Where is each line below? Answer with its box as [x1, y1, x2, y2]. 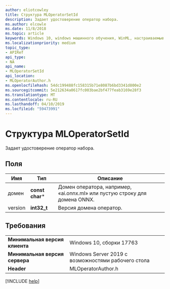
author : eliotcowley [5, 7, 49, 13]
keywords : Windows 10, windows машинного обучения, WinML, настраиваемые [5, 36, 164, 41]
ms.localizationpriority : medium [5, 41, 76, 46]
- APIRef [5, 50, 24, 55]
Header [8, 265, 26, 272]
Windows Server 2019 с [69, 250, 128, 258]
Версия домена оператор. [58, 204, 122, 211]
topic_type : [5, 45, 30, 50]
